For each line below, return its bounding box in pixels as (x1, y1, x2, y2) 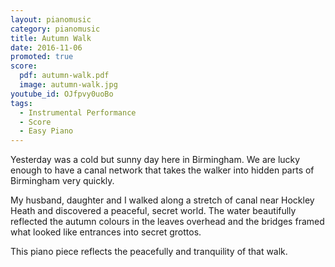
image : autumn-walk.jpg (19, 80, 118, 90)
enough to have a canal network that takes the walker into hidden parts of (10, 164, 315, 176)
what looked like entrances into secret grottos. (10, 226, 202, 238)
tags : (10, 98, 33, 108)
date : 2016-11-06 (10, 42, 83, 53)
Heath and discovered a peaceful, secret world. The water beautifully (10, 205, 297, 217)
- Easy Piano (19, 126, 74, 136)
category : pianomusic (10, 24, 101, 34)
